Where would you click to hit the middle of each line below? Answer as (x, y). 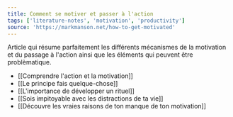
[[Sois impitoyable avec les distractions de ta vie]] (90, 99)
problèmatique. (29, 62)
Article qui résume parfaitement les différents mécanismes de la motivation (117, 48)
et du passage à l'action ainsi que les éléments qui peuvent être (100, 55)
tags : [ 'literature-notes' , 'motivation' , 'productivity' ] (96, 21)
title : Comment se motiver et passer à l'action (80, 14)
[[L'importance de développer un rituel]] (76, 91)
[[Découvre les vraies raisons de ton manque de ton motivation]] (112, 106)
